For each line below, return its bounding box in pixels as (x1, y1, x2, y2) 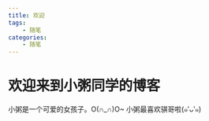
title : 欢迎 (8, 11, 45, 20)
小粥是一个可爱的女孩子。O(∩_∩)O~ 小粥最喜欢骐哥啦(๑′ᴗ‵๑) (8, 104, 202, 114)
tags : (8, 19, 26, 27)
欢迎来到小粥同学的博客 (8, 77, 161, 95)
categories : (8, 33, 47, 42)
